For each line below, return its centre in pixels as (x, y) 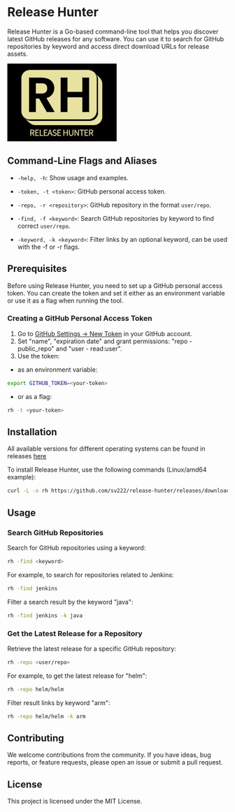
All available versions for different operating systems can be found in (106, 449)
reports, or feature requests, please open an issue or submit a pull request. (115, 762)
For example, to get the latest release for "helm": (77, 676)
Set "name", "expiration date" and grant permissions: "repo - (105, 341)
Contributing (36, 738)
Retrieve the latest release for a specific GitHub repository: (92, 648)
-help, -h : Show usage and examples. (73, 177)
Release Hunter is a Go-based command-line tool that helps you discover (113, 31)
